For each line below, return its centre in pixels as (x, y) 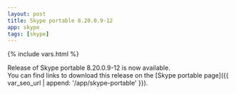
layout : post (27, 14)
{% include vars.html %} (43, 54)
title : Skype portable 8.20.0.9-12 (60, 21)
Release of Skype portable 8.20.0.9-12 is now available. (89, 68)
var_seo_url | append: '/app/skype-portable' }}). (78, 83)
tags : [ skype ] (29, 34)
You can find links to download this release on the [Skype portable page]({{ (118, 75)
